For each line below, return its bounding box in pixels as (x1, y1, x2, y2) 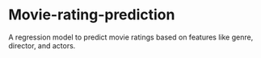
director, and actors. (8, 40, 76, 50)
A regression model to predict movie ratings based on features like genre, (8, 32, 254, 42)
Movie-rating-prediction (8, 6, 175, 24)
